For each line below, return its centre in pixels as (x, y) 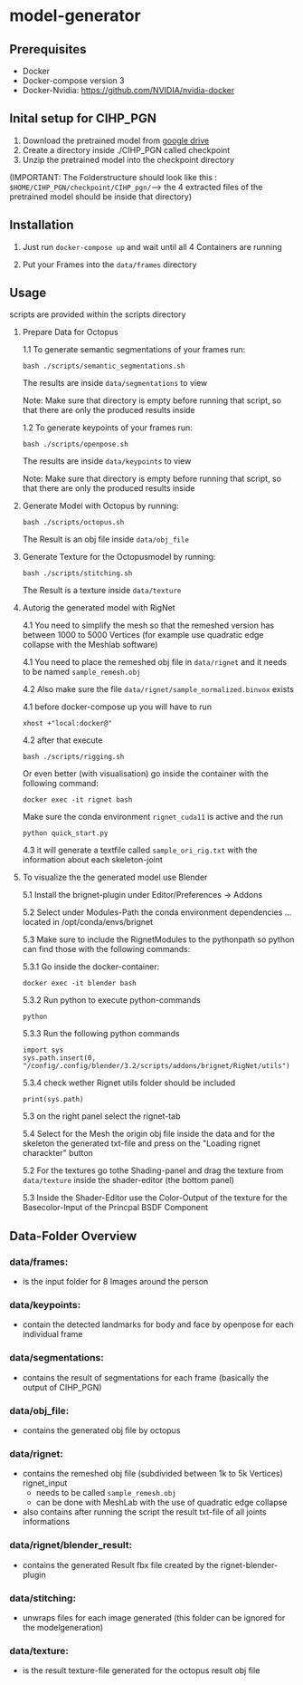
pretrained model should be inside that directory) (101, 197)
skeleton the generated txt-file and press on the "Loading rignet (141, 1143)
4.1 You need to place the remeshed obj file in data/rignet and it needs (155, 662)
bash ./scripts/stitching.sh (77, 573)
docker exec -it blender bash (80, 984)
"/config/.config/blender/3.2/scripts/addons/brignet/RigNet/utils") (156, 1066)
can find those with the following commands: (106, 949)
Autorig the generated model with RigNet (99, 608)
